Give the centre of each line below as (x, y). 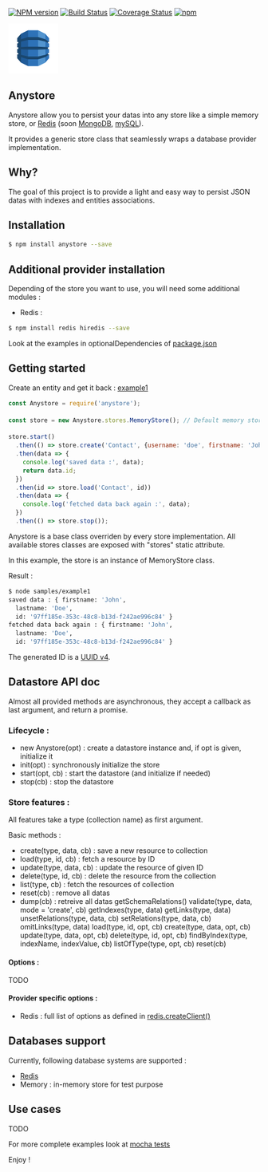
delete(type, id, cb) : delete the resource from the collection (118, 876)
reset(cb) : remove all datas (65, 893)
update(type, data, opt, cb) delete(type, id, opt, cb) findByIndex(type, (134, 935)
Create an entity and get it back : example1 (79, 388)
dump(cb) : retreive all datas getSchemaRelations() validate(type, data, (136, 902)
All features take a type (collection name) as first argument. (106, 820)
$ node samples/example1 (49, 591)
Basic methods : (35, 835)
